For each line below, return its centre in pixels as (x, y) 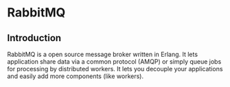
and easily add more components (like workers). (76, 76)
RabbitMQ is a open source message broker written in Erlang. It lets (102, 54)
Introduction (34, 38)
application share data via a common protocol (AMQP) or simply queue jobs (114, 62)
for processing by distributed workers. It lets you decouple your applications (115, 69)
